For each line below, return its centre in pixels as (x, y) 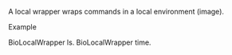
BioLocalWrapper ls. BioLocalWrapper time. (80, 42)
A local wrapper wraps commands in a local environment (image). (116, 12)
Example (23, 27)
